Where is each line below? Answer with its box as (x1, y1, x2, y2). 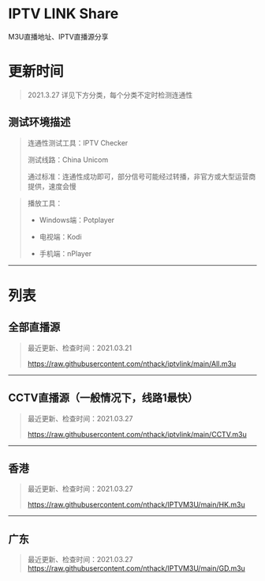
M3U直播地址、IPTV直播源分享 (8, 32, 109, 41)
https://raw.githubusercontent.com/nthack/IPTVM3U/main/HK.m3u (27, 500, 246, 510)
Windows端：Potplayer (39, 215, 115, 224)
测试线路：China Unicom (27, 155, 109, 164)
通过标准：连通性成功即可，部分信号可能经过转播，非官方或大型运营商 (27, 172, 256, 181)
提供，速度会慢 (27, 181, 77, 191)
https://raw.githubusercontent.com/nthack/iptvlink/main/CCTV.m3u (27, 429, 247, 439)
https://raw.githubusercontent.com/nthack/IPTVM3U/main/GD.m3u (27, 564, 246, 573)
